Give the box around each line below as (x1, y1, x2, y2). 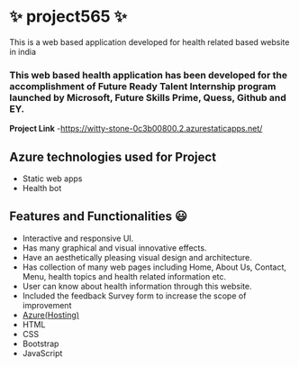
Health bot (22, 183, 62, 194)
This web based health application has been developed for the (9, 69, 288, 81)
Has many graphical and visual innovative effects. (22, 242, 207, 253)
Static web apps (22, 173, 83, 184)
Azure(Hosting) (22, 309, 79, 320)
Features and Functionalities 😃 (9, 209, 187, 225)
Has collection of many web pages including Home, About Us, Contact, (22, 261, 286, 272)
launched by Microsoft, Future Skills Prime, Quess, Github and (9, 91, 286, 104)
